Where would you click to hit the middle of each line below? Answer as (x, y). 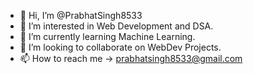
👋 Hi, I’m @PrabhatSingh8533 (81, 15)
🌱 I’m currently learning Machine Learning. (107, 36)
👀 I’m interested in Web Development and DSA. (116, 26)
